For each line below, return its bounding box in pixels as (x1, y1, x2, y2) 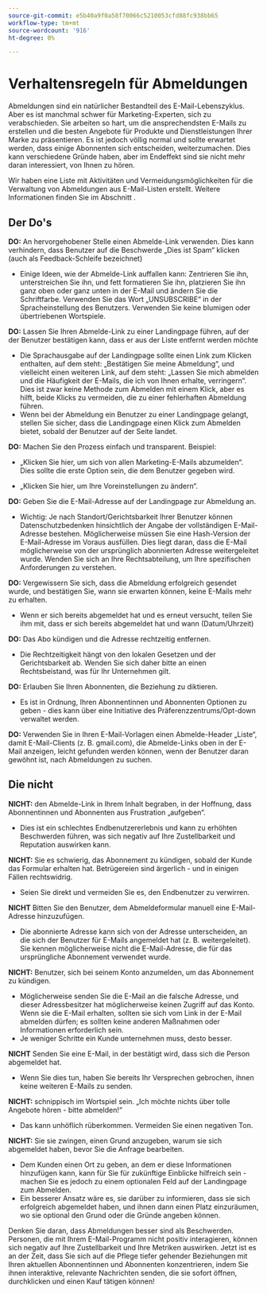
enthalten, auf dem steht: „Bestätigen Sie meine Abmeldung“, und (19, 359, 234, 368)
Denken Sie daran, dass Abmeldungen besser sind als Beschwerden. (8, 1226, 234, 1235)
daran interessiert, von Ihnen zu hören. (8, 161, 135, 170)
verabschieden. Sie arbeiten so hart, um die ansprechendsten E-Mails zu (8, 118, 247, 128)
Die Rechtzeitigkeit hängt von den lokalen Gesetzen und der (19, 649, 216, 659)
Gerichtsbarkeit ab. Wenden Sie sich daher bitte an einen (19, 658, 207, 668)
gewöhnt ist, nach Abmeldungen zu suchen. (8, 755, 153, 764)
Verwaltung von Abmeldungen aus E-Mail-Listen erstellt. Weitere (8, 184, 221, 194)
